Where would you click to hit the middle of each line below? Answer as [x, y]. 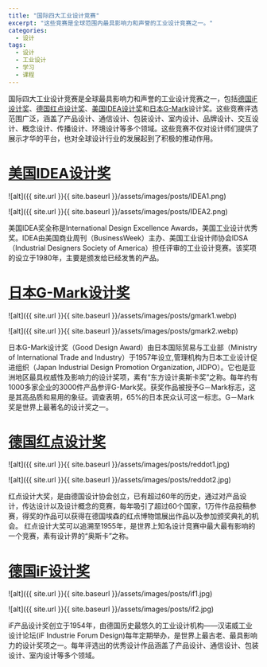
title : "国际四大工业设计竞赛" [54, 16]
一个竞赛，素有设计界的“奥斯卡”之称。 [71, 536]
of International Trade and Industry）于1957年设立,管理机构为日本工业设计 [130, 357]
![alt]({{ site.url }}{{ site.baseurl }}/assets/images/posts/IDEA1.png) [117, 196]
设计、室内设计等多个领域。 [54, 655]
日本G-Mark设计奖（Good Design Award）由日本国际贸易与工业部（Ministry [133, 347]
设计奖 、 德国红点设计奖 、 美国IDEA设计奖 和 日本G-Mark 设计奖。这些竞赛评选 [133, 108]
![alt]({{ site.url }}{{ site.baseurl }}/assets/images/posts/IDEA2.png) [118, 211]
